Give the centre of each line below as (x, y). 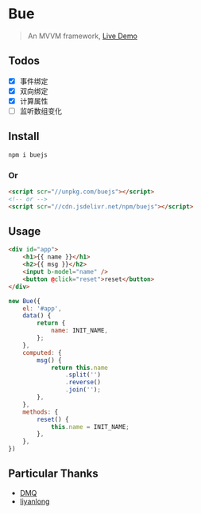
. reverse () (83, 383)
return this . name (79, 368)
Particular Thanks (54, 474)
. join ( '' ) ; (83, 390)
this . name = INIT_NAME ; (90, 426)
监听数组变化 (41, 111)
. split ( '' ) (83, 375)
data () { (37, 316)
